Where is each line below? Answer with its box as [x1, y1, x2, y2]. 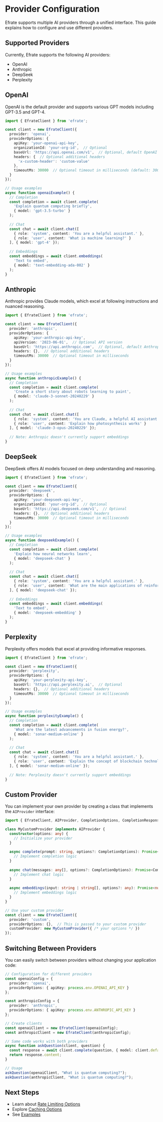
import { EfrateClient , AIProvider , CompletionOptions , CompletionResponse [5, 818, 162, 823]
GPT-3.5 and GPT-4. [5, 109, 46, 115]
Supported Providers [5, 39, 69, 47]
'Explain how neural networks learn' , [14, 551, 92, 556]
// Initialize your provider [14, 836, 73, 841]
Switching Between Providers [5, 944, 97, 952]
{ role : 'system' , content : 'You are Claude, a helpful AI [14, 417, 136, 421]
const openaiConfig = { [5, 976, 53, 981]
